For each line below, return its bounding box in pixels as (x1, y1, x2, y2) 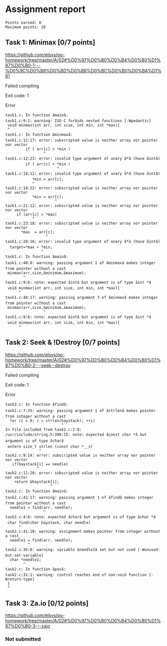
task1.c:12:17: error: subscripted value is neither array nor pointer (5, 137, 158, 143)
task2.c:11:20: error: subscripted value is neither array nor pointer (5, 470, 158, 475)
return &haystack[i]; (14, 479, 59, 484)
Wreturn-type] (5, 577, 35, 582)
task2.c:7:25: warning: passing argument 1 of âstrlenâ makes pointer (5, 408, 156, 413)
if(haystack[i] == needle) (12, 461, 69, 466)
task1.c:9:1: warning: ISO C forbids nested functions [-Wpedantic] (5, 118, 151, 123)
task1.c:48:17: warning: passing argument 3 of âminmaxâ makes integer (5, 295, 158, 300)
